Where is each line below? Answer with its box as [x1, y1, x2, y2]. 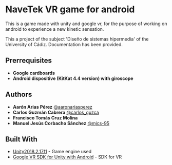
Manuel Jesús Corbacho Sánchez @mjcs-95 [12, 120, 109, 126]
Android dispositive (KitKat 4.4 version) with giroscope [12, 75, 133, 81]
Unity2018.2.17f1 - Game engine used [12, 149, 92, 155]
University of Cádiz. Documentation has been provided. [5, 41, 123, 47]
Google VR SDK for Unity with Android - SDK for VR [12, 154, 122, 160]
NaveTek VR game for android [5, 4, 135, 15]
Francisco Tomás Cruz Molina [12, 114, 78, 121]
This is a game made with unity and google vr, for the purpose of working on [5, 20, 167, 27]
